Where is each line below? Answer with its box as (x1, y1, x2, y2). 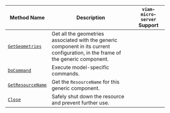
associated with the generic (51, 36, 118, 44)
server (141, 17, 157, 22)
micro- (141, 12, 157, 17)
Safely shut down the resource (51, 93, 125, 100)
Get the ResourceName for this (51, 79, 120, 85)
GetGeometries (8, 44, 42, 49)
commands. (51, 70, 80, 77)
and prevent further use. (51, 99, 110, 106)
